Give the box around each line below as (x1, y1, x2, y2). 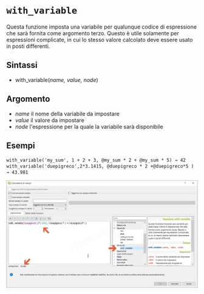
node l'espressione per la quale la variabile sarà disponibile (15, 123, 163, 130)
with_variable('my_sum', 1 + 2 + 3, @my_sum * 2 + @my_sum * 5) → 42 (6, 157, 186, 163)
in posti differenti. (6, 43, 50, 50)
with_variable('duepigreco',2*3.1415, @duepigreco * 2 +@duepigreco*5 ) (6, 163, 194, 169)
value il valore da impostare (15, 116, 85, 124)
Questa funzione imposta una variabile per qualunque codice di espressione (6, 23, 197, 30)
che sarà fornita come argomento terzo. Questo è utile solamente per (6, 29, 179, 36)
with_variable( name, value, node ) (15, 76, 98, 83)
